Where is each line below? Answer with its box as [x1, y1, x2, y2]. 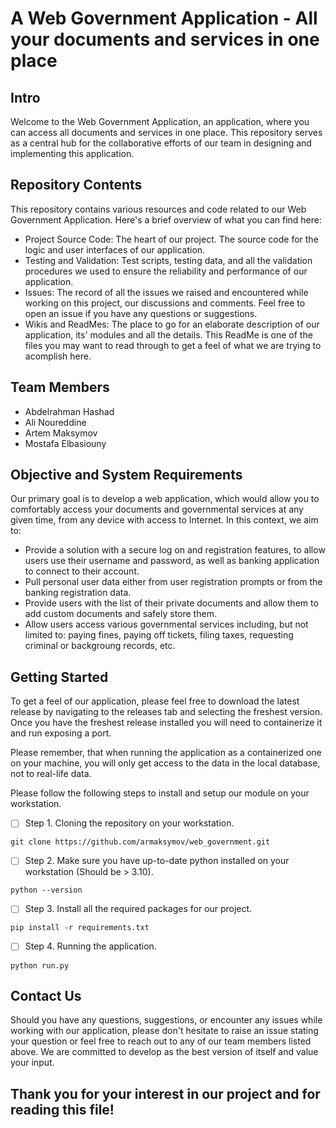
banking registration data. [24, 587, 132, 599]
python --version [10, 885, 83, 896]
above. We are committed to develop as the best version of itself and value [10, 1046, 319, 1058]
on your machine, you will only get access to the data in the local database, [10, 757, 321, 769]
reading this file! [10, 1101, 115, 1118]
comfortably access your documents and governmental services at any [10, 503, 304, 516]
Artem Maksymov [24, 427, 98, 439]
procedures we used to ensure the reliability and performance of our [24, 265, 308, 277]
